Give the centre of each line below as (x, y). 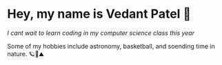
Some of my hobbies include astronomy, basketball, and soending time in (111, 46)
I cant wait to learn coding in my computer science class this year (101, 33)
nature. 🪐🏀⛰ (26, 53)
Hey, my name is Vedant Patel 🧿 (99, 14)
